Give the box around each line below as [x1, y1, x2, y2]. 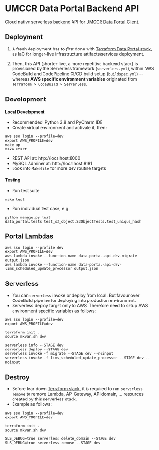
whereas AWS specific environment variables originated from [12, 76, 137, 82]
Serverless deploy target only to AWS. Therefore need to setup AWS [12, 303, 148, 309]
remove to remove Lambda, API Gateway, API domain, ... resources [12, 391, 144, 397]
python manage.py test [5, 215, 51, 220]
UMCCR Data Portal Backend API [5, 3, 139, 14]
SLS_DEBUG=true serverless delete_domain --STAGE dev [5, 436, 116, 441]
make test [5, 197, 25, 202]
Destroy [5, 373, 30, 381]
